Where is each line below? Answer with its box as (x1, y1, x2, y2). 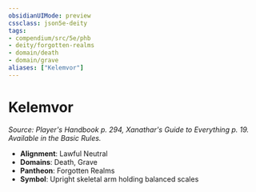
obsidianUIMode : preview (8, 11, 91, 20)
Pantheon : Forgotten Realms (19, 166, 115, 175)
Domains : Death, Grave (19, 157, 98, 166)
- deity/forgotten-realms (8, 42, 94, 50)
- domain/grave (8, 57, 59, 65)
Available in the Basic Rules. (8, 133, 102, 142)
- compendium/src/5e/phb (8, 34, 91, 42)
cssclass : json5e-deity (8, 19, 88, 27)
